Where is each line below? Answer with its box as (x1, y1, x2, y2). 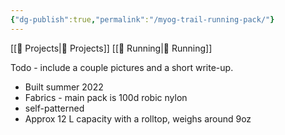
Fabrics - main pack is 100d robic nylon (24, 91, 188, 103)
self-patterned (24, 102, 85, 114)
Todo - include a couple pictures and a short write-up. (10, 61, 234, 73)
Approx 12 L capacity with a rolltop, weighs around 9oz (24, 112, 252, 125)
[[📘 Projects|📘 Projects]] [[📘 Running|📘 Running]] (10, 42, 213, 54)
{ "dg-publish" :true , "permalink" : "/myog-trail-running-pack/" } (10, 14, 275, 25)
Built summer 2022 (24, 81, 104, 93)
